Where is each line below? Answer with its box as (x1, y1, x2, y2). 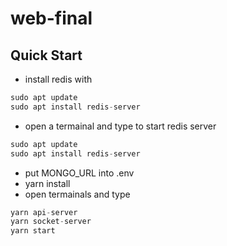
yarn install (24, 177, 71, 189)
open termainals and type (24, 188, 131, 200)
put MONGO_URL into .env (24, 167, 135, 179)
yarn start (10, 226, 56, 236)
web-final (10, 7, 93, 30)
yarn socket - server (10, 217, 92, 227)
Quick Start (10, 47, 83, 64)
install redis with (24, 73, 93, 85)
